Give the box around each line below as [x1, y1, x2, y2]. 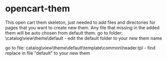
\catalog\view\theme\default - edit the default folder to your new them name [5, 35, 162, 41]
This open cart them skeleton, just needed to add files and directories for [5, 19, 156, 25]
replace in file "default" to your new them [5, 50, 90, 56]
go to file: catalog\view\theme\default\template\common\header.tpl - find [5, 45, 156, 51]
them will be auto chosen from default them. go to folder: [5, 30, 123, 36]
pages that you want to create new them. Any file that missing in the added [5, 24, 160, 30]
